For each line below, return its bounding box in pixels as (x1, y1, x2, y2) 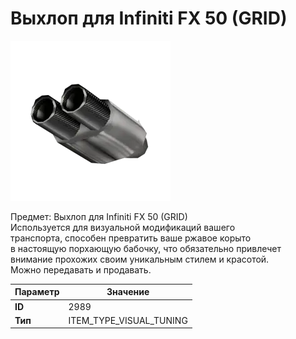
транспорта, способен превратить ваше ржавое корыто (10, 232, 252, 244)
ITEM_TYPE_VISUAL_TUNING (68, 314, 188, 326)
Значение (106, 286, 150, 298)
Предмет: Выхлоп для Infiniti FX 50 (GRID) (10, 210, 188, 222)
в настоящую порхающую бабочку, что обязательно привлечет (10, 242, 282, 254)
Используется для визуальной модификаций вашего (10, 221, 236, 233)
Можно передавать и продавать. (10, 263, 152, 276)
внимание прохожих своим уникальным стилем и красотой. (10, 253, 270, 265)
